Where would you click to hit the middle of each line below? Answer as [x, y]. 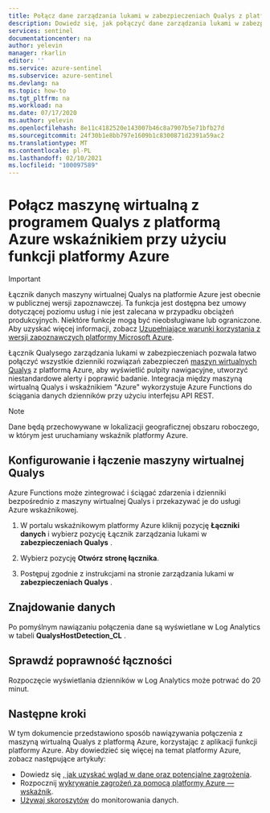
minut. [19, 688]
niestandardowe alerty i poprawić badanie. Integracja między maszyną [125, 378]
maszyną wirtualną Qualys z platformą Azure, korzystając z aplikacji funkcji [133, 742]
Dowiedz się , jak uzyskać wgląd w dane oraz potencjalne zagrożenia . [136, 774]
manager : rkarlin [37, 53]
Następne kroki [47, 714]
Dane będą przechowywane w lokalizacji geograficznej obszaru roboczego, [134, 427]
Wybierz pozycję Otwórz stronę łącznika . [89, 558]
